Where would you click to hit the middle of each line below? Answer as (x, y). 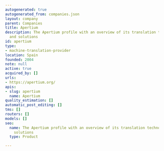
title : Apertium (21, 28)
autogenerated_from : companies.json (42, 14)
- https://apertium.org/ (30, 82)
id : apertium (18, 42)
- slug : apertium (23, 91)
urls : (10, 78)
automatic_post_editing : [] (34, 105)
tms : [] (13, 110)
